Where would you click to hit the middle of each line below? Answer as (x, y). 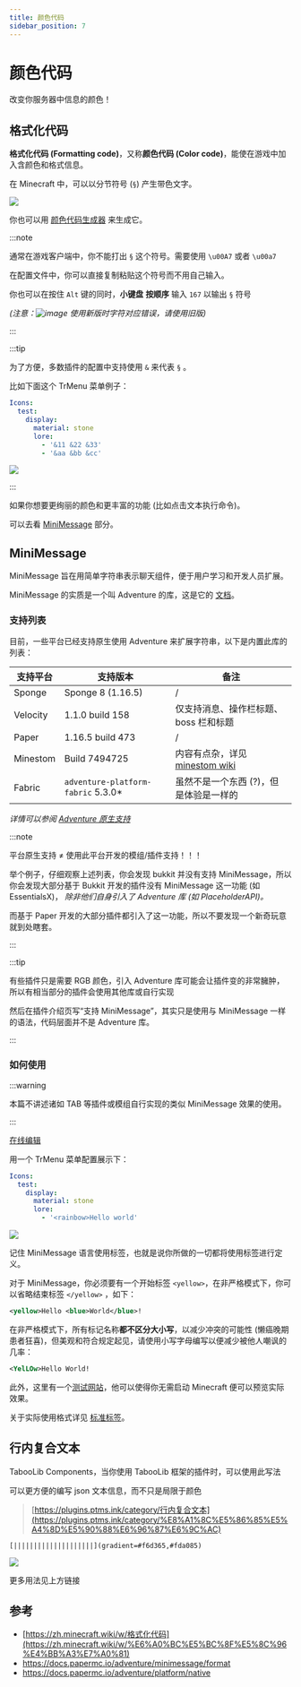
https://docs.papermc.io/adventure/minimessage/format (126, 1664)
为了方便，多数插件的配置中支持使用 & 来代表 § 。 (100, 367)
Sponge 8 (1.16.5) (103, 693)
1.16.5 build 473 (100, 737)
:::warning (28, 1085)
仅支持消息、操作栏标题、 (229, 709)
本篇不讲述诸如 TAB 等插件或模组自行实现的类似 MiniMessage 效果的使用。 (148, 1104)
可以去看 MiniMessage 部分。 (64, 524)
